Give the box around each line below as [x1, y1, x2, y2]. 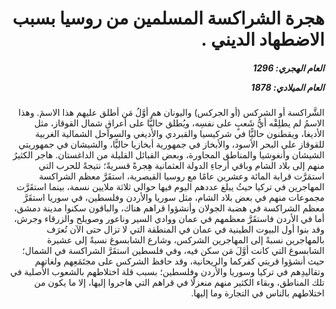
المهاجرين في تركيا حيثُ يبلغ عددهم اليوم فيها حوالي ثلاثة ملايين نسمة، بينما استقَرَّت [16, 181, 325, 193]
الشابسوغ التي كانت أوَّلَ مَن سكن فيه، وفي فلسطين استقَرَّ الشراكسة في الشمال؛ [22, 245, 325, 257]
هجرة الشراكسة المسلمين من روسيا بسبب [12, 7, 325, 30]
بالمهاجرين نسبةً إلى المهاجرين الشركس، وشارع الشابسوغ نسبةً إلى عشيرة [47, 234, 325, 246]
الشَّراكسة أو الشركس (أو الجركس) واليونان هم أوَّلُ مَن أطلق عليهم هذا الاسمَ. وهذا [18, 107, 325, 119]
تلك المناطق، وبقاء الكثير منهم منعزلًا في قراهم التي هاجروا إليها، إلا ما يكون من [33, 277, 325, 289]
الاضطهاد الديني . [200, 28, 325, 51]
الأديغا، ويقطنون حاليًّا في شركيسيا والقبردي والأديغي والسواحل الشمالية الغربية [35, 128, 325, 140]
